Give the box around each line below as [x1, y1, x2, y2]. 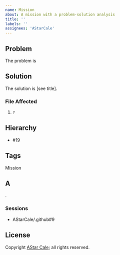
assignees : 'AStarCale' [5, 26, 55, 31]
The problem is [5, 57, 36, 63]
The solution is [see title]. [5, 85, 57, 91]
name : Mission [5, 7, 35, 12]
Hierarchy [5, 123, 37, 132]
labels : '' [5, 21, 28, 26]
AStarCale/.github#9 [12, 216, 55, 222]
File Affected [5, 98, 37, 105]
